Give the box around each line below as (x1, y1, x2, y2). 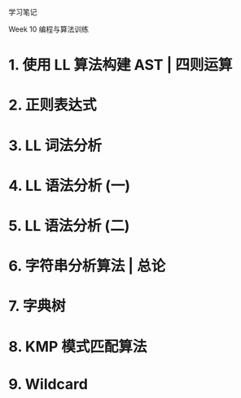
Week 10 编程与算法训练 (8, 24, 90, 34)
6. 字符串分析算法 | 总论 (8, 257, 166, 275)
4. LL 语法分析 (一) (8, 176, 131, 195)
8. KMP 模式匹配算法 (8, 337, 147, 356)
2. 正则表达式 (8, 96, 97, 115)
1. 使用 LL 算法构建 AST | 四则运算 (8, 56, 233, 75)
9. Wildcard (8, 374, 88, 393)
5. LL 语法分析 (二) (8, 216, 130, 235)
